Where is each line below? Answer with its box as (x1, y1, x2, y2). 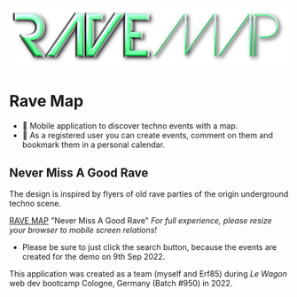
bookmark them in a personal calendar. (21, 139, 166, 150)
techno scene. (9, 198, 62, 208)
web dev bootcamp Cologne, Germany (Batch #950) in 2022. (9, 277, 233, 288)
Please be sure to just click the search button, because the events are (21, 241, 277, 252)
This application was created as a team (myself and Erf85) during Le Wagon (9, 268, 288, 278)
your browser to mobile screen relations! (9, 224, 158, 235)
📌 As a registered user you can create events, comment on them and (21, 130, 273, 141)
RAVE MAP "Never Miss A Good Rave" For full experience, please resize (9, 215, 272, 225)
